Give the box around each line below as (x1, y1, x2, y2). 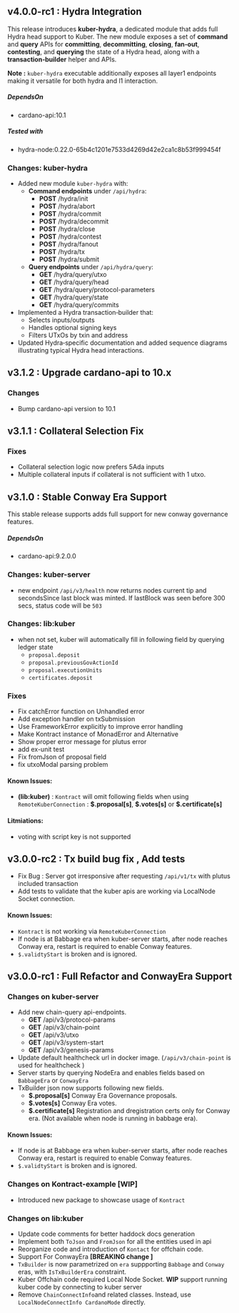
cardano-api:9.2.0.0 (17, 552, 76, 560)
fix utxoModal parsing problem (17, 760, 108, 769)
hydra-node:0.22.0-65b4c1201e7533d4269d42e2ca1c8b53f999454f (17, 145, 221, 154)
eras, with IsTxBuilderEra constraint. (17, 1267, 127, 1276)
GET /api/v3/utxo (28, 1031, 79, 1040)
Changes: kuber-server (7, 570, 91, 580)
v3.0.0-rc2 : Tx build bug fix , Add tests (7, 852, 185, 865)
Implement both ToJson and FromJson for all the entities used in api (17, 1237, 212, 1245)
